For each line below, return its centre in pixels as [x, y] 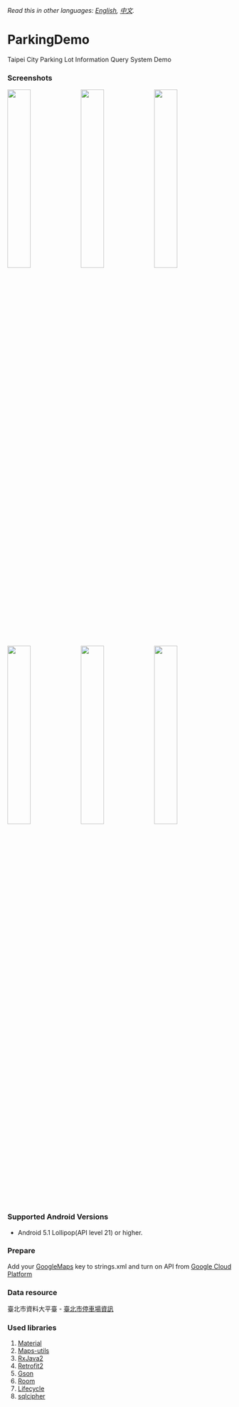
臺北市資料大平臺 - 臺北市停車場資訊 [60, 1309]
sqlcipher [31, 1396]
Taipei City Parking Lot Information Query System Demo [90, 59]
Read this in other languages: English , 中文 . [71, 10]
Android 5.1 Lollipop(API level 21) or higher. [80, 1232]
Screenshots [30, 78]
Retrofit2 [31, 1366]
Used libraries [32, 1328]
